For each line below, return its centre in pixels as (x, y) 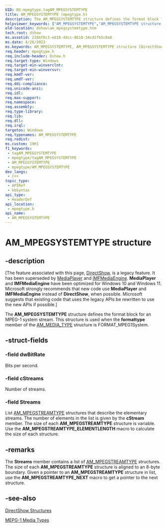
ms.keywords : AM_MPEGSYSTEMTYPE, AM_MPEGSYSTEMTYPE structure (71, 47)
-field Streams (23, 402)
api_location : (20, 204)
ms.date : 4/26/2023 (25, 42)
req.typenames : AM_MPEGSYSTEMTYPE (41, 135)
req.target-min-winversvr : (33, 70)
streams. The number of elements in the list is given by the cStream (75, 418)
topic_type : (17, 181)
